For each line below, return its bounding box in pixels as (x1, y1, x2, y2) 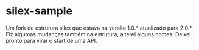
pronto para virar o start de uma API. (5, 37, 97, 44)
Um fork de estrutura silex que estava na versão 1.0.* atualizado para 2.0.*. (5, 24, 194, 31)
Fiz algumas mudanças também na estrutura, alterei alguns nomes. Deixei (5, 30, 191, 37)
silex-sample (5, 4, 73, 18)
